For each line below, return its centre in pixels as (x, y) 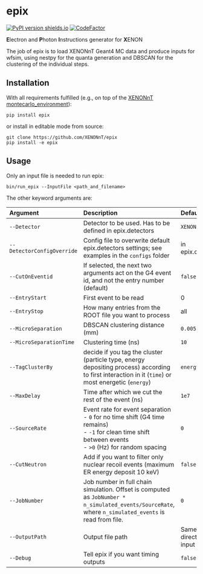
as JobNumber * (105, 497)
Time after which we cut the (123, 392)
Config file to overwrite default (127, 240)
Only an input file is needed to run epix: (55, 176)
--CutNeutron (28, 464)
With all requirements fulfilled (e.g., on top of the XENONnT (80, 97)
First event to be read (114, 298)
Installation (28, 83)
